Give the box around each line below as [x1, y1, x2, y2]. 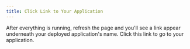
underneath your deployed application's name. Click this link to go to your [6, 30, 184, 37]
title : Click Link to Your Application [6, 8, 103, 14]
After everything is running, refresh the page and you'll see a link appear [6, 24, 181, 31]
